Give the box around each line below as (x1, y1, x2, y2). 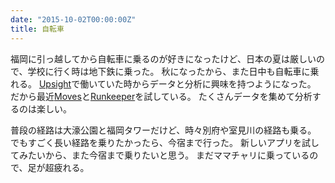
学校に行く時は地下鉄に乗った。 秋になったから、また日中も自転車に (27, 65, 311, 77)
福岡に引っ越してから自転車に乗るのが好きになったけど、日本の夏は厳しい (10, 52, 317, 65)
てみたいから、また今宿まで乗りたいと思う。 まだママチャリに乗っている (10, 149, 310, 161)
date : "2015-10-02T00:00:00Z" (10, 14, 137, 25)
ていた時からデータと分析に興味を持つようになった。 (96, 77, 317, 90)
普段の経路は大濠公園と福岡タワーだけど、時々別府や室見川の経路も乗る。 (10, 124, 317, 136)
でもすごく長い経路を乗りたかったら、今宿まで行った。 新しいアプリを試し (10, 136, 320, 148)
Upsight (38, 77, 72, 90)
